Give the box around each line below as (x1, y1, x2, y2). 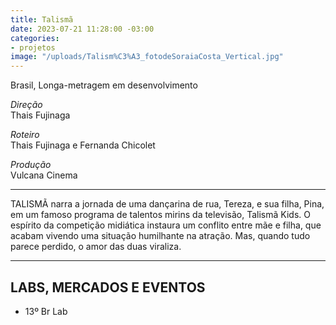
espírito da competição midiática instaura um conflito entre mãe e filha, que (10, 219, 322, 231)
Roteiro (10, 129, 40, 141)
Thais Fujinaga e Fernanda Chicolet (10, 139, 156, 151)
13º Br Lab (24, 305, 68, 317)
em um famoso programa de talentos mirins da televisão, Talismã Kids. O (10, 209, 311, 221)
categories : (10, 33, 60, 43)
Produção (10, 159, 52, 171)
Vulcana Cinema (10, 169, 78, 181)
